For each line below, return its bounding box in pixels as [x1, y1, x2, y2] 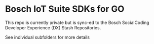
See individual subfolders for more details [5, 34, 90, 40]
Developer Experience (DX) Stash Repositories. [5, 24, 101, 30]
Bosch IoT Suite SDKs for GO [5, 3, 125, 15]
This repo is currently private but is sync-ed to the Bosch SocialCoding [5, 20, 150, 25]
